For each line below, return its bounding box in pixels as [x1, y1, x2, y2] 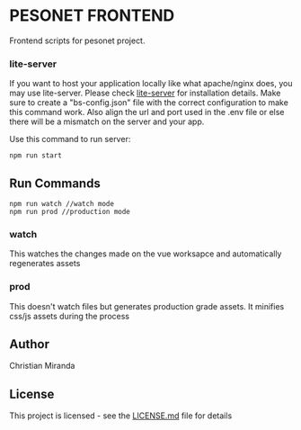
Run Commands [9, 175, 101, 191]
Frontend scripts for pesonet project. [9, 35, 146, 46]
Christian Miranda [9, 361, 75, 372]
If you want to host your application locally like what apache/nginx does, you [9, 78, 293, 89]
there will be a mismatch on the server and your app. [9, 116, 205, 127]
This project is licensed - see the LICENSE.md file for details [9, 410, 233, 421]
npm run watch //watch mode [9, 200, 115, 209]
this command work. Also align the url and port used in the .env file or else [9, 107, 285, 118]
